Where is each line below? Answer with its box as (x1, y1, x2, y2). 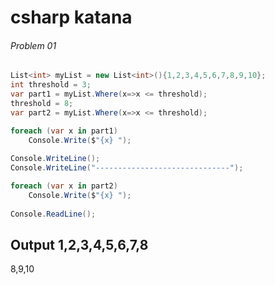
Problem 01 (10, 39, 57, 51)
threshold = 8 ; (10, 99, 74, 109)
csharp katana (10, 6, 133, 29)
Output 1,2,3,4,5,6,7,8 (10, 237, 149, 254)
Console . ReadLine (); (10, 209, 97, 219)
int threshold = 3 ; (10, 80, 92, 90)
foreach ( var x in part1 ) (10, 126, 118, 136)
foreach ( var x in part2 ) (10, 181, 118, 191)
